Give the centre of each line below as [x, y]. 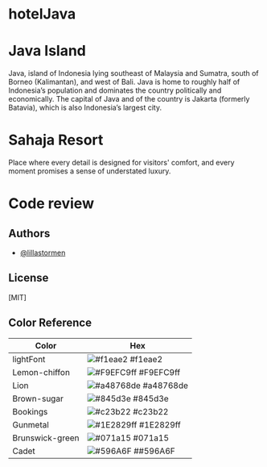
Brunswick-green [46, 438]
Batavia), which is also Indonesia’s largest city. [85, 108]
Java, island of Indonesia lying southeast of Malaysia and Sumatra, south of [133, 73]
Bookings [30, 411]
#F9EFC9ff [160, 372]
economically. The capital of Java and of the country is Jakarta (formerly [129, 99]
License [29, 278]
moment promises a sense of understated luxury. [90, 171]
